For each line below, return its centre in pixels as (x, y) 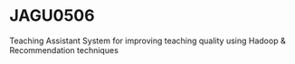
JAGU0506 (52, 16)
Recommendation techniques (64, 50)
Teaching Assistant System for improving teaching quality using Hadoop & (148, 41)
